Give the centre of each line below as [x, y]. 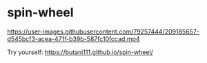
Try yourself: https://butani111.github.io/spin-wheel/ [80, 52]
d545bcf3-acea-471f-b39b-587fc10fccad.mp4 [73, 38]
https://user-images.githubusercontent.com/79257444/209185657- [103, 32]
